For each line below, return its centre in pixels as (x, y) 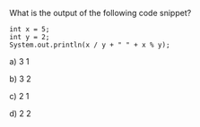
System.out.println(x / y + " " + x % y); (90, 45)
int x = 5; (30, 30)
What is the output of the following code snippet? (100, 13)
